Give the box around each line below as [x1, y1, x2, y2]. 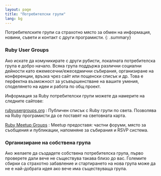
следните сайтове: [5, 98, 44, 104]
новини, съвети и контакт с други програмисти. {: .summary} [5, 34, 132, 40]
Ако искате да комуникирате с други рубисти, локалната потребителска [5, 58, 156, 64]
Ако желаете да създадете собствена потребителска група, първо [5, 150, 144, 156]
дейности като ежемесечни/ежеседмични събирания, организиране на [5, 68, 154, 74]
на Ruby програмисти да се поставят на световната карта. [5, 112, 127, 118]
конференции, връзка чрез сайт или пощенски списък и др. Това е [5, 73, 144, 79]
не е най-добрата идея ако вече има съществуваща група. [5, 165, 127, 171]
